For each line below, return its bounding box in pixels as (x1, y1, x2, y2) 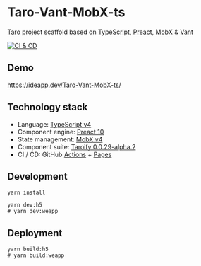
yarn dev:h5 (7, 202, 42, 209)
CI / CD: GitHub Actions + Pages (17, 150, 112, 158)
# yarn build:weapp (7, 252, 65, 259)
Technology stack (7, 101, 88, 113)
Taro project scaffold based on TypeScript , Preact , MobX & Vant (7, 28, 194, 36)
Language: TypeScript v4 (17, 120, 92, 128)
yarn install (7, 189, 46, 197)
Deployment (7, 227, 63, 239)
